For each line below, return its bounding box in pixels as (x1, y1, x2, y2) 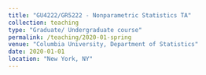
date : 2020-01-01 (8, 48, 65, 55)
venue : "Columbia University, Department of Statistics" (8, 41, 199, 48)
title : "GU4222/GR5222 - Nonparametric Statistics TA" (8, 11, 192, 20)
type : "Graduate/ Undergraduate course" (8, 26, 143, 34)
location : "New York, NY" (8, 55, 93, 63)
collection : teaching (8, 19, 79, 27)
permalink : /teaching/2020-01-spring (8, 33, 132, 41)
